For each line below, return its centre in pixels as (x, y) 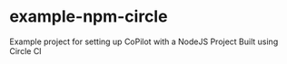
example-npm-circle (89, 17)
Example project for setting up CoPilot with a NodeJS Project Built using (144, 41)
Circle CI (26, 50)
